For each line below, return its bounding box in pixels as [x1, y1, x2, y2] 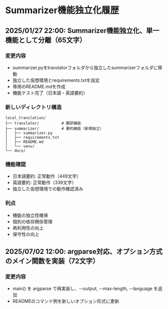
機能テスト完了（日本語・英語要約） [12, 89, 88, 96]
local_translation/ [5, 116, 46, 121]
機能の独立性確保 [12, 212, 48, 218]
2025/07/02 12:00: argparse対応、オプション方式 [5, 247, 162, 256]
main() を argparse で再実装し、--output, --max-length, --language [12, 286, 152, 292]
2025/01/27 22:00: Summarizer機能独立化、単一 [5, 26, 159, 35]
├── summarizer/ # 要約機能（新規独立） [5, 126, 104, 131]
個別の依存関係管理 [12, 218, 53, 225]
